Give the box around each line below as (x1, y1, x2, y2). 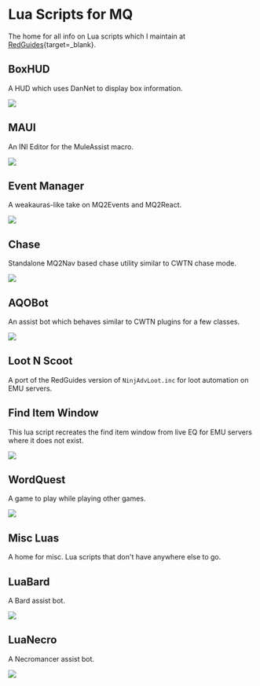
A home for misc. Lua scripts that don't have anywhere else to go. (8, 552, 222, 562)
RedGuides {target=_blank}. (8, 39, 97, 49)
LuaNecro (8, 633, 57, 647)
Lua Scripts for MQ (8, 6, 134, 24)
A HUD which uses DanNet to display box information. (8, 83, 183, 93)
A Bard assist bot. (8, 596, 65, 606)
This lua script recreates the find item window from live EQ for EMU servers (8, 427, 253, 437)
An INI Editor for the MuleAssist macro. (8, 141, 134, 151)
